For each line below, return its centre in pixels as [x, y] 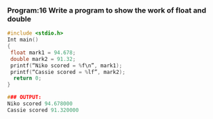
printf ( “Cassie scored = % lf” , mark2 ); [68, 72]
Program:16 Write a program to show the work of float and [107, 10]
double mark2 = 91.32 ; [43, 59]
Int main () [23, 40]
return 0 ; [27, 78]
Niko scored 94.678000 [40, 104]
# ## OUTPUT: [24, 98]
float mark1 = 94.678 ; [43, 53]
